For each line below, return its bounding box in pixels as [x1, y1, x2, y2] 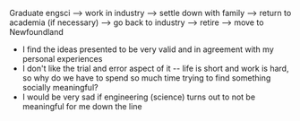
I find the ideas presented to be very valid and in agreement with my [21, 44, 275, 55]
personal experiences [21, 54, 103, 64]
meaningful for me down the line [21, 101, 142, 111]
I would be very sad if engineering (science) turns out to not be [21, 91, 256, 102]
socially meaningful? [21, 82, 99, 92]
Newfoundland [9, 27, 64, 37]
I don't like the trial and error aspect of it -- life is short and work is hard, [21, 63, 289, 73]
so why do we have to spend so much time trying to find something [21, 73, 271, 83]
